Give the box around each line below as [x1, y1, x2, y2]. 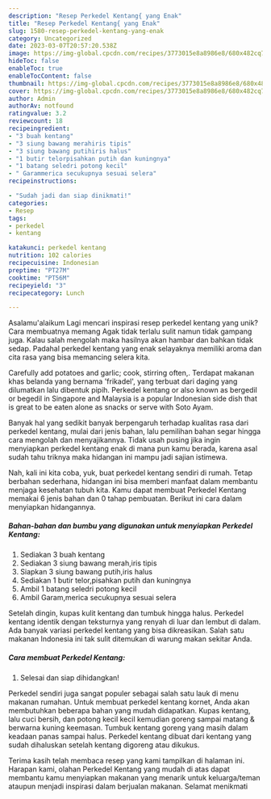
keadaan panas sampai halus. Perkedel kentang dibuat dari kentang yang [8, 732, 252, 742]
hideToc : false [8, 57, 60, 65]
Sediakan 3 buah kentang [19, 550, 106, 560]
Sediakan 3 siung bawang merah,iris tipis [19, 558, 157, 568]
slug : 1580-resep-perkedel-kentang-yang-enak [8, 27, 164, 35]
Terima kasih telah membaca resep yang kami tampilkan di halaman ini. [8, 756, 245, 766]
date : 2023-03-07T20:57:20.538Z [8, 42, 117, 50]
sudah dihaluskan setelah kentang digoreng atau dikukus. [8, 740, 200, 750]
